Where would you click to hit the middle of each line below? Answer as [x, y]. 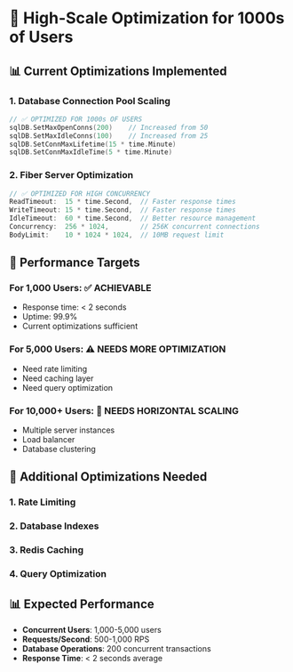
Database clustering [59, 449]
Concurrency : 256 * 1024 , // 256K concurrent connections [135, 227]
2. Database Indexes [54, 526]
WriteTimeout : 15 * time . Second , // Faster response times [123, 210]
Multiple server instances [68, 430]
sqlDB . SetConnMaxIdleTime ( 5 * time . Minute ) [91, 152]
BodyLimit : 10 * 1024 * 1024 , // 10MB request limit [117, 235]
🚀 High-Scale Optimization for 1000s [147, 18]
